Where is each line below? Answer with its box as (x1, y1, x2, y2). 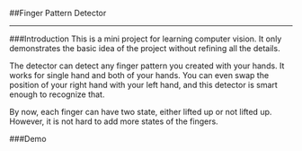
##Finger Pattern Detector (9, 8, 107, 18)
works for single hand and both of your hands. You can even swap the (9, 70, 270, 80)
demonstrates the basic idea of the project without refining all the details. (9, 43, 280, 53)
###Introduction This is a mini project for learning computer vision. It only (9, 33, 282, 44)
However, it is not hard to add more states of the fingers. (9, 116, 218, 127)
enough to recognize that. (9, 89, 105, 100)
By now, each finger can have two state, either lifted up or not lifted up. (9, 107, 272, 117)
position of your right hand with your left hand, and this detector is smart (9, 80, 279, 90)
